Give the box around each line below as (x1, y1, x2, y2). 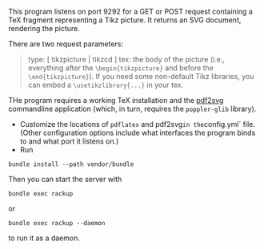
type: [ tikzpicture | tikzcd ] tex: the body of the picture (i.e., (27, 55, 226, 64)
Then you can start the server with (8, 175, 122, 184)
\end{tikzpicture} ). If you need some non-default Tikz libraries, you (27, 72, 254, 81)
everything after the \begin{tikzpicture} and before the (27, 63, 214, 73)
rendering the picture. (8, 24, 80, 33)
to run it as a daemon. (8, 233, 80, 243)
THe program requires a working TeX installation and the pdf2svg (8, 96, 224, 105)
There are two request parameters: (8, 39, 124, 49)
